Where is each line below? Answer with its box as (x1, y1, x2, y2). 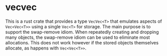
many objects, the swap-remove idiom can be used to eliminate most (5, 34, 150, 40)
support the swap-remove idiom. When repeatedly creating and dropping (5, 29, 159, 35)
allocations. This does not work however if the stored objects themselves (5, 39, 159, 45)
